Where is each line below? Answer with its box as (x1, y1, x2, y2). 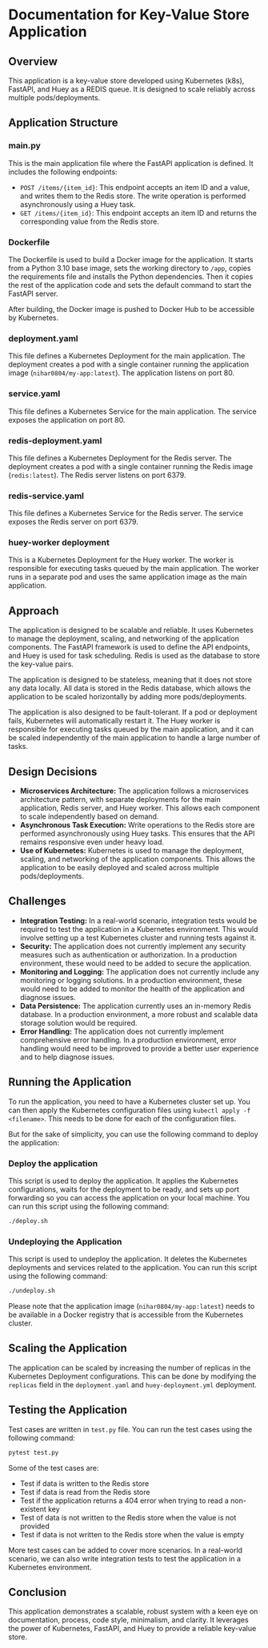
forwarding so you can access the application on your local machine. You (8, 1193, 250, 1203)
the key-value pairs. (8, 659, 74, 669)
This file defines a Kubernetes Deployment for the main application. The (8, 351, 246, 361)
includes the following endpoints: (8, 167, 118, 176)
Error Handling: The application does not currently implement (19, 1026, 224, 1036)
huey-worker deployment (8, 537, 110, 549)
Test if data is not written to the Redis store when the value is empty (19, 1529, 245, 1539)
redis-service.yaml (8, 490, 85, 501)
